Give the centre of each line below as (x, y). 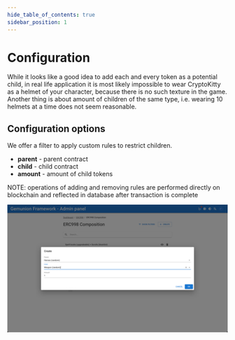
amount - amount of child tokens (65, 174)
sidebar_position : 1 (37, 22)
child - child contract (48, 167)
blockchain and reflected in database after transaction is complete (103, 195)
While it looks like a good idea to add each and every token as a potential (113, 77)
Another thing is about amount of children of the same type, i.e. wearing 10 (115, 99)
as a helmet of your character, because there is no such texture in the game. (117, 92)
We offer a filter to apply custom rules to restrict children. (90, 146)
